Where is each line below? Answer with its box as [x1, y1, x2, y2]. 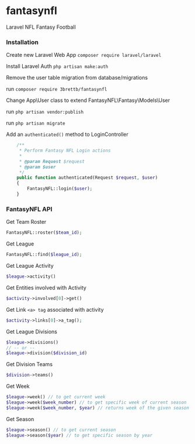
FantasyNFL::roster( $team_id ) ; [6, 230, 82, 235]
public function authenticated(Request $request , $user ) [16, 175, 158, 181]
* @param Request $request [19, 158, 85, 165]
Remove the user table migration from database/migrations [6, 74, 148, 81]
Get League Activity [6, 262, 54, 269]
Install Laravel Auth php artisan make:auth [6, 63, 109, 70]
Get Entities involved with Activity [6, 284, 86, 291]
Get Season [6, 415, 34, 422]
